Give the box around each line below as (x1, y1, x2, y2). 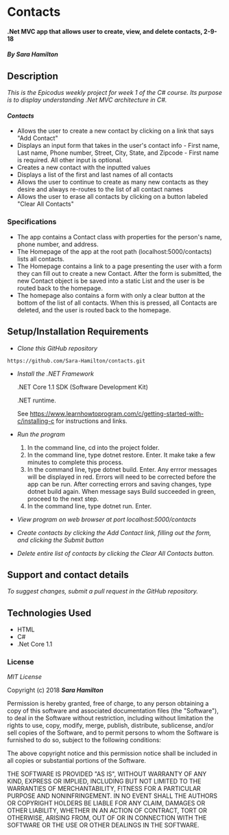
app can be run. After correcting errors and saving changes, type (27, 479, 212, 488)
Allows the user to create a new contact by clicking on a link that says (16, 127, 215, 135)
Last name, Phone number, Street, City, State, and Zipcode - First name (16, 149, 219, 157)
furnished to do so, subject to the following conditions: (7, 736, 161, 744)
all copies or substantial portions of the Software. (7, 757, 146, 765)
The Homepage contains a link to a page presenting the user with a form (16, 262, 222, 270)
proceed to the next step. (27, 495, 99, 503)
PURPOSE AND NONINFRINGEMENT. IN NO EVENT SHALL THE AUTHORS (7, 792, 218, 800)
